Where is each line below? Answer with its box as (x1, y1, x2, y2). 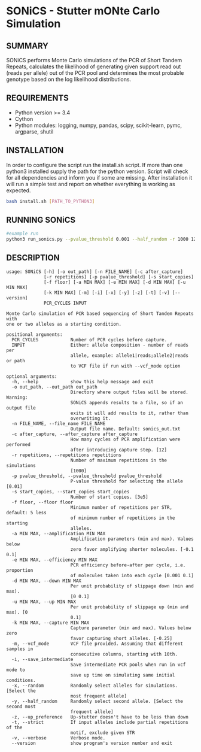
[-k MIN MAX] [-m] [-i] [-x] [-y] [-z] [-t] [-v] (44, 289, 170, 296)
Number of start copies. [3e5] (70, 494, 148, 500)
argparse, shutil (14, 128, 54, 135)
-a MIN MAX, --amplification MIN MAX (11, 530, 106, 536)
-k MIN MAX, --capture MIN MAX (11, 620, 90, 626)
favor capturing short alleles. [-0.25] (70, 635, 172, 641)
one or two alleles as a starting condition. (6, 321, 121, 327)
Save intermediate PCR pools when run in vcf (70, 662, 186, 668)
